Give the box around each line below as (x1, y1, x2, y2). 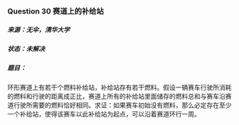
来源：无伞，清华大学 (7, 25, 70, 33)
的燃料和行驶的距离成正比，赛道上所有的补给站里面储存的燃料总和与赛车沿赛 (7, 92, 232, 100)
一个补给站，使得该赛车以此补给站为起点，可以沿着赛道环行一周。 (7, 109, 201, 118)
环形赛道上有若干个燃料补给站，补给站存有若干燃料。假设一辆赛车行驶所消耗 (7, 83, 232, 92)
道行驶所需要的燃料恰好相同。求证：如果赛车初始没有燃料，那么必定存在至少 (7, 101, 232, 109)
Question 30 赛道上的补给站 (7, 6, 105, 16)
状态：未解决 (7, 44, 45, 53)
